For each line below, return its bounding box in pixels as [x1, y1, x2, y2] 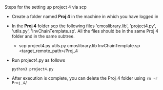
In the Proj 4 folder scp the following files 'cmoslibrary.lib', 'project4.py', [11, 23, 157, 29]
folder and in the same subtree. [11, 34, 75, 39]
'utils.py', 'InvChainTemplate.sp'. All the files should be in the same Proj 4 [11, 28, 159, 34]
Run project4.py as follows [11, 57, 65, 63]
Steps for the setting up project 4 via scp [4, 4, 87, 10]
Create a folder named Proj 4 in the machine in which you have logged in [11, 14, 159, 19]
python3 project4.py [11, 67, 54, 72]
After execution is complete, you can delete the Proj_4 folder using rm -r [11, 75, 158, 81]
